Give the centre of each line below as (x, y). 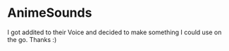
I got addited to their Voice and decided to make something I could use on (114, 32)
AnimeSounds (50, 13)
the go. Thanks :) (32, 39)
